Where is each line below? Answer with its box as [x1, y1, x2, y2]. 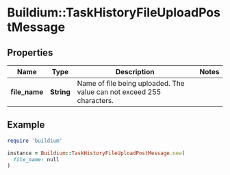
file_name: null [13, 156, 60, 163]
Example [7, 119, 45, 131]
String [50, 87, 71, 97]
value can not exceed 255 [77, 87, 162, 97]
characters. [77, 96, 114, 105]
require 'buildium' [7, 137, 63, 144]
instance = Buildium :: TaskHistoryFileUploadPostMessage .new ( [7, 150, 186, 156]
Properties [7, 47, 53, 58]
